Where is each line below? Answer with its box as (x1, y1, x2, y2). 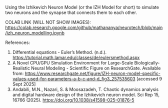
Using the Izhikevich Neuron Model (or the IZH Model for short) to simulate (5, 4, 159, 10)
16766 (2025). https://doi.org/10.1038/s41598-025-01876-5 (12, 97, 134, 103)
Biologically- (134, 60, 160, 65)
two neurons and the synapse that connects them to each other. (5, 9, 137, 15)
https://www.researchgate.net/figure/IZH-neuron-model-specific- (24, 70, 161, 76)
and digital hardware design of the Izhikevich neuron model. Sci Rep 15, (12, 92, 160, 97)
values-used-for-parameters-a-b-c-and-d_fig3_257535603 (12, 76, 136, 81)
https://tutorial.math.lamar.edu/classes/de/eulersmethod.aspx (12, 54, 140, 60)
